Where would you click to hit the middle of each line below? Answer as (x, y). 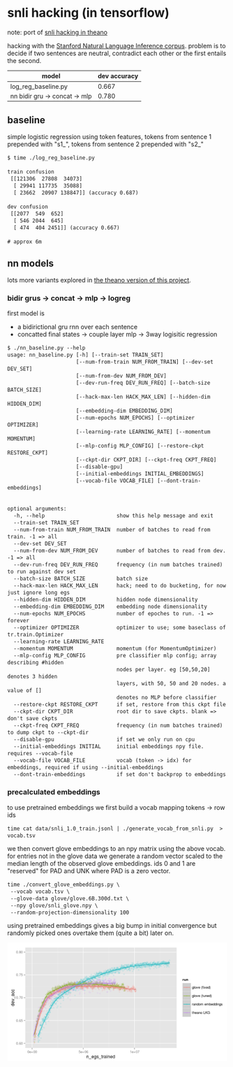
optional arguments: (37, 509)
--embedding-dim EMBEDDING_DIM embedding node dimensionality (111, 607)
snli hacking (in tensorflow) (88, 13)
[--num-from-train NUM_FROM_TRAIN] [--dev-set (145, 362)
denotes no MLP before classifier (166, 698)
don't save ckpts (32, 719)
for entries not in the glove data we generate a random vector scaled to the (115, 856)
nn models (31, 263)
